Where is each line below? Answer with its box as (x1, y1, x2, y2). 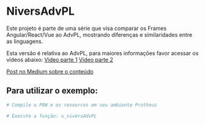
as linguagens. (6, 37, 43, 45)
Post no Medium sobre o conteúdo (6, 67, 94, 75)
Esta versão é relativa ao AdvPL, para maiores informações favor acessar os (6, 49, 199, 56)
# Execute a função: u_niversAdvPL (6, 113, 97, 119)
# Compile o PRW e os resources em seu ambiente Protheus (6, 102, 157, 108)
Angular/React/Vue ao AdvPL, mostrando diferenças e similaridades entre (6, 31, 193, 38)
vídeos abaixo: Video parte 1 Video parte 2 (6, 56, 113, 63)
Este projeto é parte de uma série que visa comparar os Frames (6, 25, 167, 32)
